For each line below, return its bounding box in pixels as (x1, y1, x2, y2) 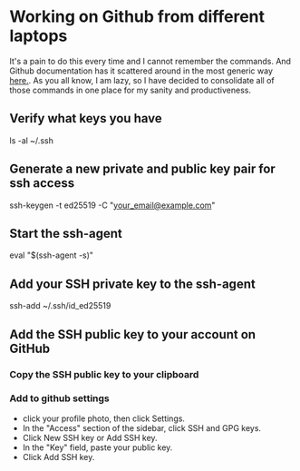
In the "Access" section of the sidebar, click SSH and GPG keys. (22, 422, 261, 433)
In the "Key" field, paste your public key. (22, 442, 173, 453)
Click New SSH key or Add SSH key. (22, 432, 158, 443)
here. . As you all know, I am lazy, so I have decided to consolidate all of (9, 74, 275, 85)
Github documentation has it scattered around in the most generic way (9, 65, 274, 76)
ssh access (9, 175, 75, 191)
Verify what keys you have (9, 111, 163, 126)
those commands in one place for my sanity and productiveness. (9, 84, 252, 95)
